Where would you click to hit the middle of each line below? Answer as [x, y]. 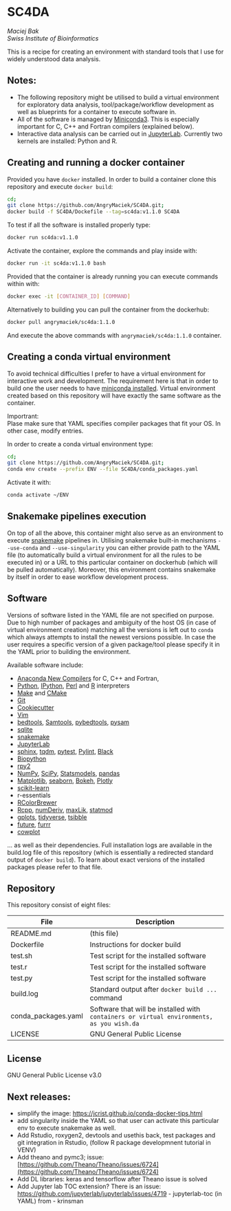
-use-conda [23, 548]
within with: [23, 283]
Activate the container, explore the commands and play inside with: [102, 251]
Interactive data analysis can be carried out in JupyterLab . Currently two [120, 133]
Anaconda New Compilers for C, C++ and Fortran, [88, 678]
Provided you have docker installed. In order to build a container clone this [112, 179]
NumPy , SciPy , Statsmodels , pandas [68, 773]
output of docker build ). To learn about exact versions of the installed [106, 860]
